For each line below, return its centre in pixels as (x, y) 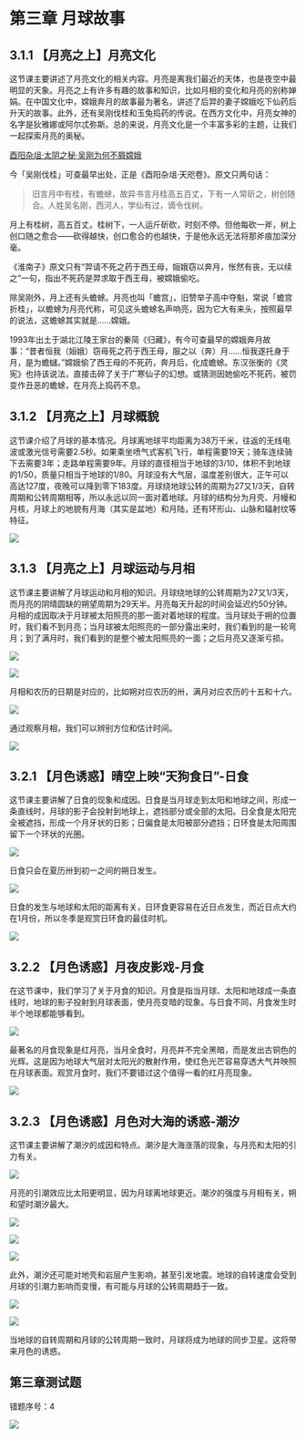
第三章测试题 (46, 1383)
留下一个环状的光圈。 (49, 834)
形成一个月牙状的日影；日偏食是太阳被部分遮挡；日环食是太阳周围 (173, 823)
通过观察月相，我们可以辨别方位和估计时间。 (93, 728)
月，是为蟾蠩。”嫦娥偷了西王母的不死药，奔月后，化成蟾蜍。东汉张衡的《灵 (149, 362)
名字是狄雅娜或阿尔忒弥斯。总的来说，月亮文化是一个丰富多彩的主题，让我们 (153, 124)
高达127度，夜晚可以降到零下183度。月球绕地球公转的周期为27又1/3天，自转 (153, 486)
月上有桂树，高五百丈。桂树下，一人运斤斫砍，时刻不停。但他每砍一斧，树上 (153, 225)
